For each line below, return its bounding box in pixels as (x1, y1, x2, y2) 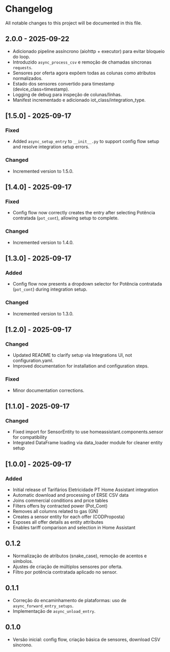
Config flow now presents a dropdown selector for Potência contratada (12, 281, 162, 287)
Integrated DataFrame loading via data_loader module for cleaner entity (12, 440, 163, 446)
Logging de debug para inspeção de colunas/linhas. (12, 91, 122, 97)
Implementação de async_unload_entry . (12, 608, 96, 614)
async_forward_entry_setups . (12, 603, 74, 609)
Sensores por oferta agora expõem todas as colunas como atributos (12, 70, 156, 76)
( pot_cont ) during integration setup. (12, 286, 88, 293)
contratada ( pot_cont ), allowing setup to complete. (12, 215, 119, 221)
